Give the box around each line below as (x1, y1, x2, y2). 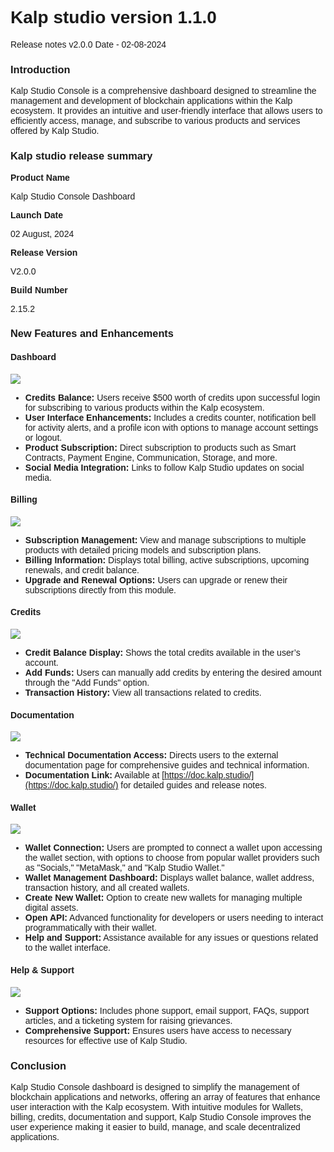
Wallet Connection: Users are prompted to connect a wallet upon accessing (24, 842, 323, 854)
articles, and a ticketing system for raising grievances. (24, 1015, 233, 1026)
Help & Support (10, 965, 75, 976)
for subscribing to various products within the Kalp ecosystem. (24, 402, 265, 413)
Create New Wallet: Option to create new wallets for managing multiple (24, 892, 303, 904)
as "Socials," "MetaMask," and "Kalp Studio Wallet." (24, 862, 225, 874)
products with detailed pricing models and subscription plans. (24, 544, 262, 556)
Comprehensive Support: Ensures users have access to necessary (24, 1025, 292, 1036)
